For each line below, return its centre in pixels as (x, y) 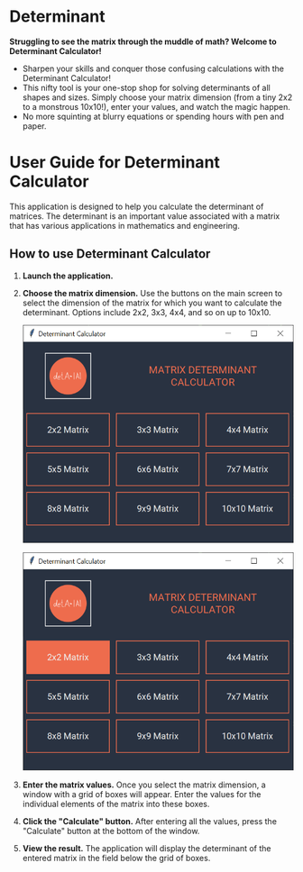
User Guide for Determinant (115, 163)
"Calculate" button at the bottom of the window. (111, 831)
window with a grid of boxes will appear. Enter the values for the (142, 794)
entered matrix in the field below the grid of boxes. (116, 858)
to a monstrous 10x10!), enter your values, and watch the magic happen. (156, 106)
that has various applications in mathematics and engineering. (125, 225)
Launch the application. (68, 276)
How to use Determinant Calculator (110, 254)
